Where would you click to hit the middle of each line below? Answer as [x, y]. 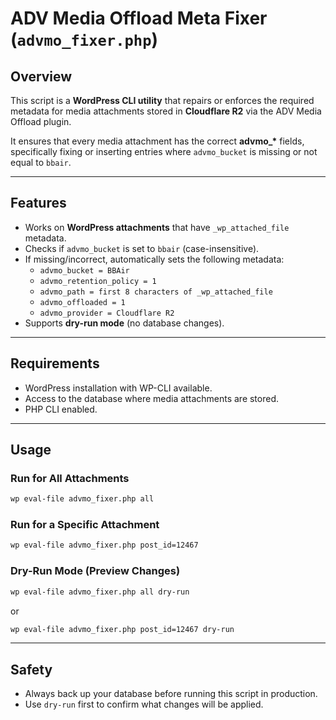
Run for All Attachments [70, 478]
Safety [31, 669]
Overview [41, 76]
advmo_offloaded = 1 [82, 302]
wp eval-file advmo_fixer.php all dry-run [100, 592]
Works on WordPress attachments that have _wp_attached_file [157, 227]
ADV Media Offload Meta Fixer [139, 18]
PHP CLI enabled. [61, 409]
